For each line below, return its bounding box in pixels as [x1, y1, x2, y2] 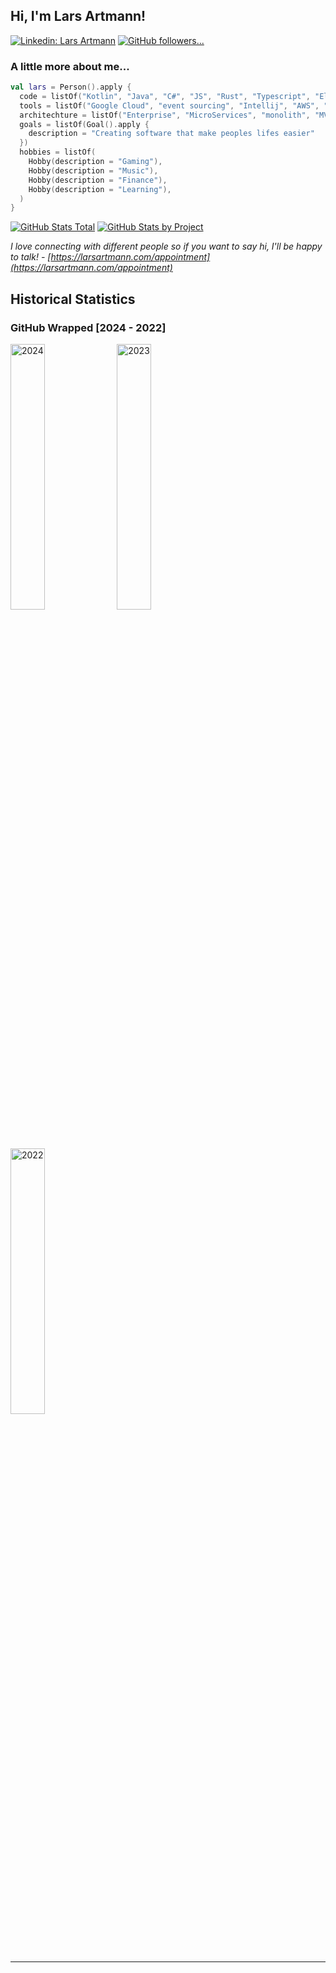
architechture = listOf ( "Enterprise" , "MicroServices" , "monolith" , [19, 110, 311, 120]
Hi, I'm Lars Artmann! [10, 8, 147, 25]
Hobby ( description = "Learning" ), [28, 184, 172, 194]
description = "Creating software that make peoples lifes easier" [28, 129, 315, 139]
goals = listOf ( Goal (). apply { [19, 119, 150, 129]
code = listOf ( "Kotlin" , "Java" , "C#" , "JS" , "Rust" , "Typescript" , [19, 91, 311, 101]
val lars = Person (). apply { [10, 82, 132, 93]
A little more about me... [10, 59, 130, 73]
